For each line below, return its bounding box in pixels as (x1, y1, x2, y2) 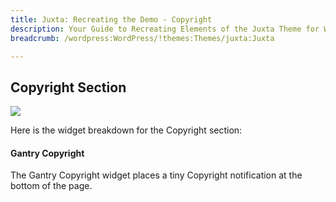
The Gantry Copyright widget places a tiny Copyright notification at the (10, 169, 303, 181)
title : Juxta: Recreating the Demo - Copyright (10, 14, 213, 25)
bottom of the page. (10, 180, 93, 192)
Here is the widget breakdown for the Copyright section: (10, 124, 243, 136)
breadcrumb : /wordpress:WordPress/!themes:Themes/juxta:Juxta (10, 33, 275, 43)
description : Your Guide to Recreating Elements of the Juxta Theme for (10, 24, 320, 34)
